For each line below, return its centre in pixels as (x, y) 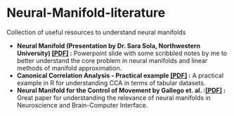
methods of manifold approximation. (69, 68)
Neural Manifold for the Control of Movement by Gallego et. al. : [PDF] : (121, 90)
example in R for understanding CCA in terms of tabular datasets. (111, 82)
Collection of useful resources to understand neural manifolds (96, 32)
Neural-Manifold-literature (86, 13)
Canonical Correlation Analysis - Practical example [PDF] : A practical (120, 75)
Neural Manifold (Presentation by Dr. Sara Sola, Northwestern (109, 45)
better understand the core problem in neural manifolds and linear (112, 60)
